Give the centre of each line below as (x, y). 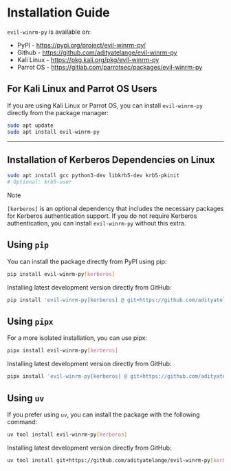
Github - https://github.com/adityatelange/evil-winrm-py (97, 52)
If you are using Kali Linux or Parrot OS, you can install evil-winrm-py (105, 106)
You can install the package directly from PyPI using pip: (87, 261)
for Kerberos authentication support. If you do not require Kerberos (102, 216)
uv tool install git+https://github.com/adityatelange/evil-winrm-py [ (110, 460)
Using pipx (30, 322)
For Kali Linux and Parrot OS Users (82, 89)
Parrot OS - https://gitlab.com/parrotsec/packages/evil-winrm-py (110, 67)
